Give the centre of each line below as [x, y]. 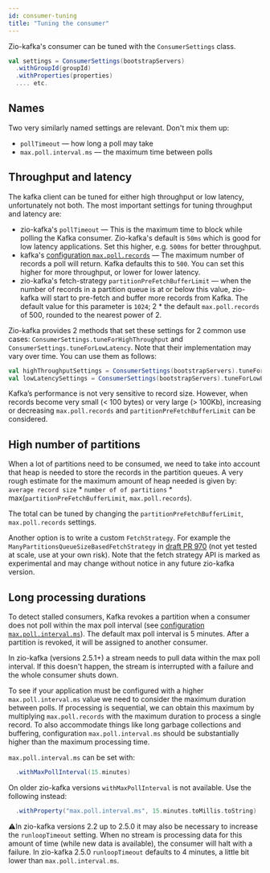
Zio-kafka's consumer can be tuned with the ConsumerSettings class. [122, 46]
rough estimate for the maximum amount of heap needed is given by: [123, 481]
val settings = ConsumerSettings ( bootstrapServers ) [96, 61]
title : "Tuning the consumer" [59, 23]
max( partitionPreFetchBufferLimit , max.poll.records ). [100, 498]
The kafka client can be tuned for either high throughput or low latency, [127, 196]
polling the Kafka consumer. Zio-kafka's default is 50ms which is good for [140, 237]
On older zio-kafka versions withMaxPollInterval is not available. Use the [130, 787]
